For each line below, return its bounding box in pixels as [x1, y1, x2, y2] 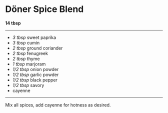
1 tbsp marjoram [12, 61, 46, 67]
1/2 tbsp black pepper [12, 76, 57, 83]
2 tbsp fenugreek [12, 50, 48, 56]
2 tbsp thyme [12, 55, 40, 61]
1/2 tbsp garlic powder [12, 71, 59, 77]
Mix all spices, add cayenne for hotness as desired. [5, 101, 111, 108]
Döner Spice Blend [5, 3, 84, 15]
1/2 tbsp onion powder [12, 66, 59, 72]
